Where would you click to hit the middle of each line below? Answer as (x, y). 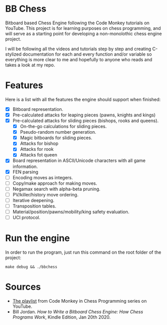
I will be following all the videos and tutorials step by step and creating (78, 49)
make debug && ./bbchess (31, 267)
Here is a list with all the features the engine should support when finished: (83, 99)
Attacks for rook (37, 149)
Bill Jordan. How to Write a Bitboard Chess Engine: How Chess (78, 311)
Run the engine (38, 238)
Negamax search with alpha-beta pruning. (57, 189)
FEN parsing (25, 172)
